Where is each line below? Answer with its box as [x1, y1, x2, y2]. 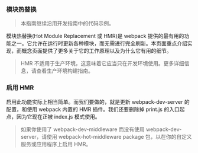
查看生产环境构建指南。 [36, 67, 93, 75]
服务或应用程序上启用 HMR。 [20, 141, 92, 148]
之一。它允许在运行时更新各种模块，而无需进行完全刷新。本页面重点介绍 [11, 40, 187, 47]
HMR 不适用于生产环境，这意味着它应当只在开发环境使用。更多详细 [20, 60, 184, 67]
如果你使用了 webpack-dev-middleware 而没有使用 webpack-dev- [20, 126, 182, 133]
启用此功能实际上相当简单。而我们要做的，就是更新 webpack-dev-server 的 [6, 98, 190, 105]
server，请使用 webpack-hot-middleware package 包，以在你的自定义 [20, 133, 192, 140]
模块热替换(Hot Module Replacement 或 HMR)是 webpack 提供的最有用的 [6, 33, 184, 40]
